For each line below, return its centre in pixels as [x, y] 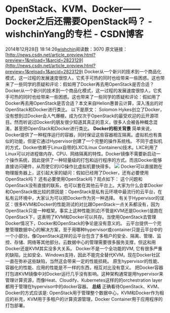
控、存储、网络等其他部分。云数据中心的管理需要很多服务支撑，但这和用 [80, 242]
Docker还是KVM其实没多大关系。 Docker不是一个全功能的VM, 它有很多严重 [84, 248]
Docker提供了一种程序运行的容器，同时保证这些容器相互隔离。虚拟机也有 [81, 135]
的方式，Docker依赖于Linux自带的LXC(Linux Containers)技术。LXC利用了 [82, 147]
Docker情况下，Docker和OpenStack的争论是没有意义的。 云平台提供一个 [81, 223]
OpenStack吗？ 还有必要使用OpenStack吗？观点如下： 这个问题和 [74, 179]
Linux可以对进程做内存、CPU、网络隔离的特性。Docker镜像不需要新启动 [81, 154]
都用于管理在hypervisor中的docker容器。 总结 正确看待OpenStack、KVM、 [83, 286]
